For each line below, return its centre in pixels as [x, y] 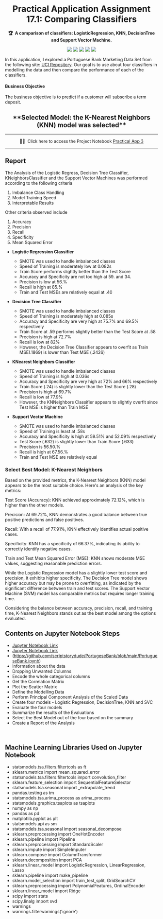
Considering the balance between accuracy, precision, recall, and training [79, 608]
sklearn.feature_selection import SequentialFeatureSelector [71, 782]
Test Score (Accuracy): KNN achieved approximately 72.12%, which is [75, 500]
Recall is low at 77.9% [41, 397]
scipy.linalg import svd [34, 901]
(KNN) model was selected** [81, 125]
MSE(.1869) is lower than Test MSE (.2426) [62, 352]
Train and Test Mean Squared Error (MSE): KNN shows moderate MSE [75, 558]
